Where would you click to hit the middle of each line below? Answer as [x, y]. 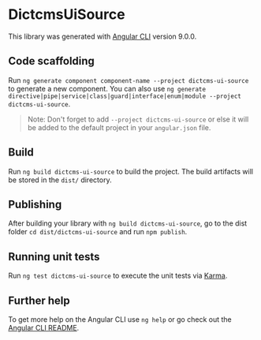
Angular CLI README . [44, 328]
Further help [39, 300]
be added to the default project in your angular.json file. [119, 127]
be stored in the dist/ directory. [60, 180]
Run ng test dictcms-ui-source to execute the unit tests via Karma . [118, 276]
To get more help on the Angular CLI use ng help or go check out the [120, 319]
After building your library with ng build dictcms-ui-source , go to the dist [128, 223]
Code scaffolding [51, 61]
